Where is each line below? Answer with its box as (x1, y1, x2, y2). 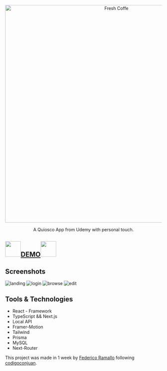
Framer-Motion (12, 324, 44, 330)
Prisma (12, 335, 27, 341)
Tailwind (12, 329, 30, 335)
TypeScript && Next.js (12, 313, 58, 319)
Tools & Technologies (5, 295, 73, 303)
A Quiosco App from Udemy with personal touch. (33, 227, 134, 232)
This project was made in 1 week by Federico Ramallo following (5, 355, 135, 361)
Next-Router (12, 345, 38, 351)
